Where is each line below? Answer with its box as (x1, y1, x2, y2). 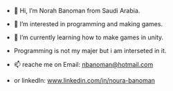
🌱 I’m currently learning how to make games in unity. (13, 33, 164, 41)
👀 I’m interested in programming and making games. (13, 20, 163, 28)
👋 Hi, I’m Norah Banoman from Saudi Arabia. (13, 7, 140, 14)
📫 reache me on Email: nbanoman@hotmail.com (13, 61, 154, 68)
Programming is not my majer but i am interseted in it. (13, 47, 167, 54)
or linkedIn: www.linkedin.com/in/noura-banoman (13, 77, 156, 84)
